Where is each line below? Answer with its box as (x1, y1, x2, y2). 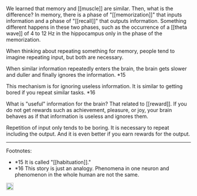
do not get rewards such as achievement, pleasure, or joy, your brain (6, 107, 172, 113)
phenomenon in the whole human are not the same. (14, 171, 140, 178)
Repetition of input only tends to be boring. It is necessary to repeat (6, 124, 169, 131)
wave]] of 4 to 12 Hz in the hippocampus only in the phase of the (6, 30, 162, 37)
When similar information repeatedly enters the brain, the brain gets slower (6, 65, 188, 72)
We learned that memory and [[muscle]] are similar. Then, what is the (6, 5, 174, 12)
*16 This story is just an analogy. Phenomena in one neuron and (14, 165, 169, 172)
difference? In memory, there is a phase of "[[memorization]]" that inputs (6, 11, 182, 18)
